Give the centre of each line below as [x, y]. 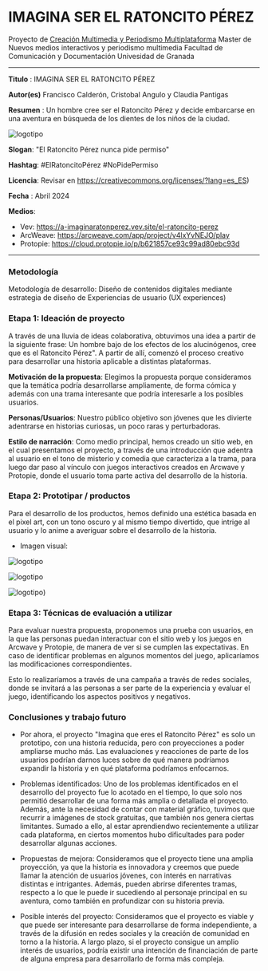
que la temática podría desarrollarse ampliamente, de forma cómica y [122, 385]
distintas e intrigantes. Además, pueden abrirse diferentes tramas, [128, 884]
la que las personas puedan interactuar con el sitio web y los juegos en [125, 639]
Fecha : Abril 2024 [39, 195]
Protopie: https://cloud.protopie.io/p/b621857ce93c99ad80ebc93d [130, 243]
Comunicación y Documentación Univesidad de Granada [101, 56]
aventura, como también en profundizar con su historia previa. [122, 901]
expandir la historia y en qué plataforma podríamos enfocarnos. [124, 768]
